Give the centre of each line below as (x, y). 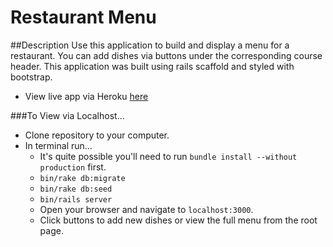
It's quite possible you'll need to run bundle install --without (168, 156)
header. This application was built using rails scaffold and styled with (152, 66)
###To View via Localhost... (67, 115)
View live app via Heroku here (86, 96)
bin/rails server (76, 199)
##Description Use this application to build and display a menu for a (150, 45)
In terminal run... (58, 145)
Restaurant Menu (83, 17)
